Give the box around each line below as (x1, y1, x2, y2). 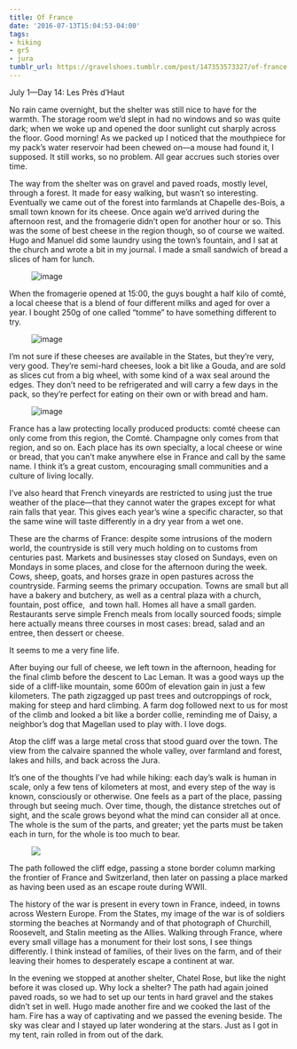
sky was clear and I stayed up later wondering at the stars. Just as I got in (9, 1020, 278, 1030)
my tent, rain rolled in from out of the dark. (9, 1029, 164, 1040)
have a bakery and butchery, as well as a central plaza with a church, (9, 589, 262, 600)
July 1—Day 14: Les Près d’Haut (9, 86, 125, 98)
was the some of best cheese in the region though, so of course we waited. (9, 225, 285, 236)
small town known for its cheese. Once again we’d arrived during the (9, 206, 260, 217)
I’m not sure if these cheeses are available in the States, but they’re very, (9, 350, 275, 361)
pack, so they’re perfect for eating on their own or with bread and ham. (9, 388, 269, 399)
